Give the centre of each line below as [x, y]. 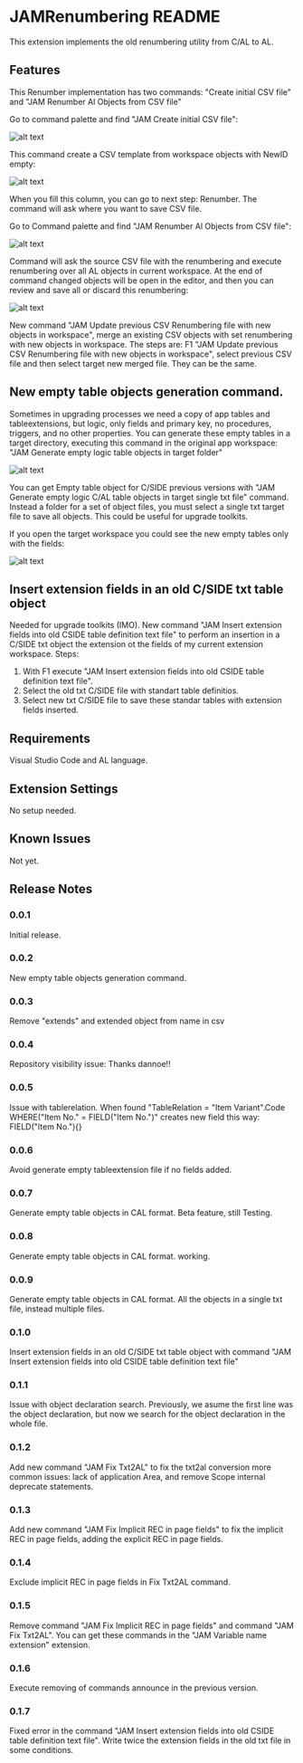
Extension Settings [64, 789]
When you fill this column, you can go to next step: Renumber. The [133, 199]
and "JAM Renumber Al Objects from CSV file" [96, 101]
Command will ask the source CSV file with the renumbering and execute [146, 261]
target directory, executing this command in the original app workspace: [144, 443]
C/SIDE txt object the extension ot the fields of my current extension [137, 644]
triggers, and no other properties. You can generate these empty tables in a [150, 433]
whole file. [28, 1424]
